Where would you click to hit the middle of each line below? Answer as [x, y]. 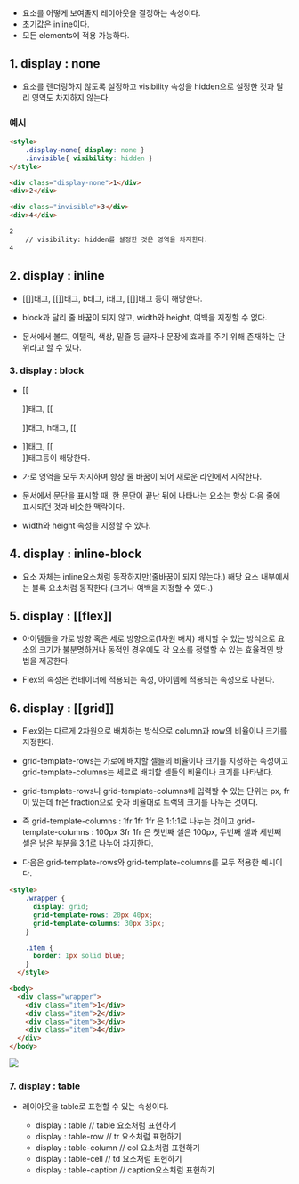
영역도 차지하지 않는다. [71, 97]
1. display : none [55, 64]
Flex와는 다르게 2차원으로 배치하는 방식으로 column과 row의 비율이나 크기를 [154, 731]
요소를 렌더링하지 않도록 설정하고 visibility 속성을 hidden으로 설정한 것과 [148, 86]
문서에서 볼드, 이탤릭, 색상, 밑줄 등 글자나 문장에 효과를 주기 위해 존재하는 [149, 336]
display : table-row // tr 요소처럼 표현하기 [108, 1137]
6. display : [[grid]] [62, 708]
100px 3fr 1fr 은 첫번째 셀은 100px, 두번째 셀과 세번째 [189, 832]
